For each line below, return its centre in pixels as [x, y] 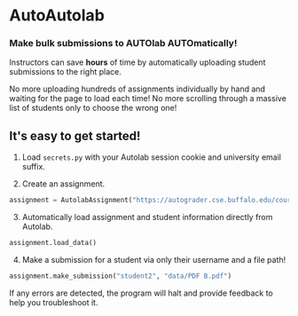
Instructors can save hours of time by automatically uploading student [137, 62]
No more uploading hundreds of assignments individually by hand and [137, 89]
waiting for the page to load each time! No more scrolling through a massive [148, 99]
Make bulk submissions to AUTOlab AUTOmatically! [123, 43]
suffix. [34, 167]
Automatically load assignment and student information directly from [147, 217]
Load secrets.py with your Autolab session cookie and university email [152, 157]
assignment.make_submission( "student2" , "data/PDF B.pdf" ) [121, 276]
